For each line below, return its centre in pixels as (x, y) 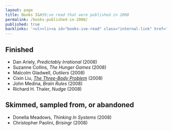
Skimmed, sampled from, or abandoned (70, 105)
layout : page (19, 10)
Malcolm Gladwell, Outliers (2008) (49, 72)
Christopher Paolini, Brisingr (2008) (50, 122)
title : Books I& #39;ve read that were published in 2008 (67, 15)
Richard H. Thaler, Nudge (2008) (47, 89)
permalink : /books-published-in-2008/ (47, 19)
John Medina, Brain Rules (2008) (48, 83)
